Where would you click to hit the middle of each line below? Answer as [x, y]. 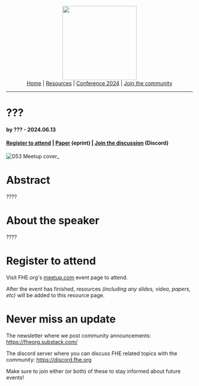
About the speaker [53, 221]
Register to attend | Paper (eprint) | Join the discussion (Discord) [87, 143]
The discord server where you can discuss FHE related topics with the [92, 353]
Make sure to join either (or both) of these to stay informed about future [93, 371]
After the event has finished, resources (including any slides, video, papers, [99, 289]
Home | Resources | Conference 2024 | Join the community [99, 83]
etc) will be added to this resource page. [55, 295]
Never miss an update [61, 319]
